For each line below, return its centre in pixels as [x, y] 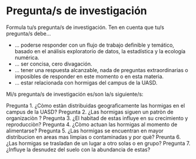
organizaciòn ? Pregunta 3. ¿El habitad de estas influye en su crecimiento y [97, 118]
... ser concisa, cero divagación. [53, 64]
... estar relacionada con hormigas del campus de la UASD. [86, 82]
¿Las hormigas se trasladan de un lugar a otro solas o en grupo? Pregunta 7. [98, 143]
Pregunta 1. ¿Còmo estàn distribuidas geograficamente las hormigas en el [96, 105]
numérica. [27, 57]
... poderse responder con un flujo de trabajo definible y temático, [94, 45]
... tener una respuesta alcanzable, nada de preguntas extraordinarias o [101, 70]
